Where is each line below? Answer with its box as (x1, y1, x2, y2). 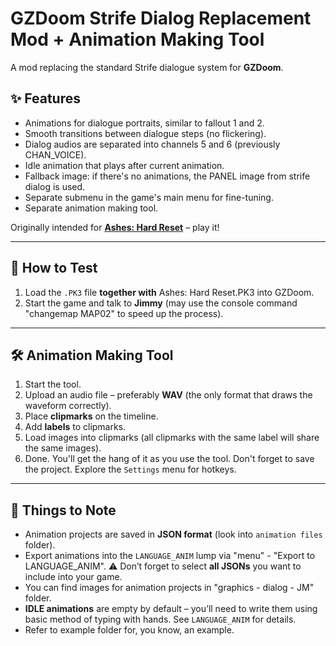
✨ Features (10, 90, 81, 107)
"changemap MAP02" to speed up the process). (24, 307, 224, 319)
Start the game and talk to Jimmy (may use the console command (24, 297, 298, 309)
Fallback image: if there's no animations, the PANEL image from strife (24, 170, 311, 182)
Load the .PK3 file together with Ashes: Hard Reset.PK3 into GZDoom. (24, 286, 315, 298)
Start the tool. (24, 378, 82, 391)
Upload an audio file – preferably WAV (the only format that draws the (24, 389, 313, 401)
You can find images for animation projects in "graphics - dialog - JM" (24, 582, 315, 594)
